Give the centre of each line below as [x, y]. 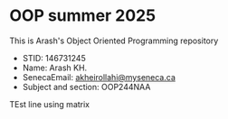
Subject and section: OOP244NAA [86, 87]
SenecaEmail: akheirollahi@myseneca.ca [99, 77]
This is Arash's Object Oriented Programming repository [114, 41]
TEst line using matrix [50, 104]
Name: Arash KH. [55, 68]
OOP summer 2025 [83, 16]
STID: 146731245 [54, 58]
